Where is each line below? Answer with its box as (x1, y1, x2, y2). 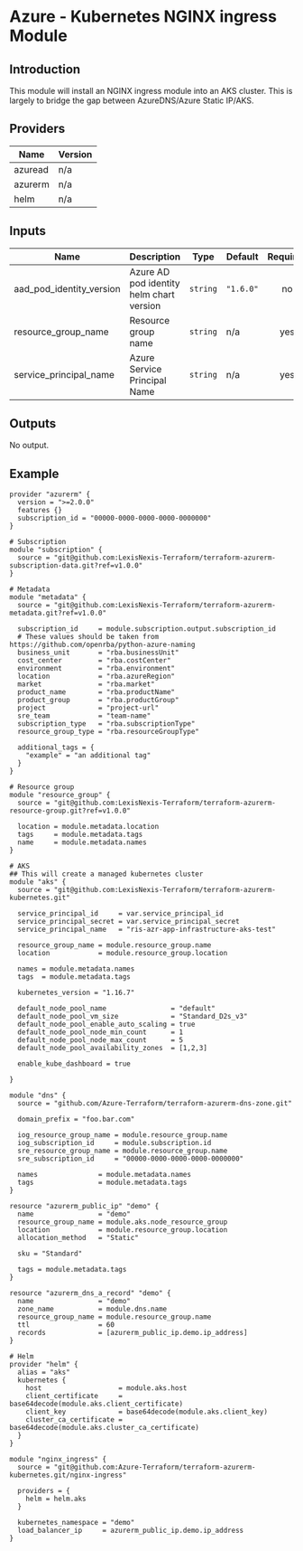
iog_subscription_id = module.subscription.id (17, 1139, 212, 1148)
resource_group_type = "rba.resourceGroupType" (17, 728, 200, 737)
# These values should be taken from (17, 633, 160, 642)
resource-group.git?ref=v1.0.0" (9, 806, 131, 815)
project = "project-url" (17, 703, 160, 713)
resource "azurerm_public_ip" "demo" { (9, 1202, 160, 1211)
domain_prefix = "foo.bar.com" (17, 1114, 135, 1124)
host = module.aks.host (25, 1384, 188, 1393)
